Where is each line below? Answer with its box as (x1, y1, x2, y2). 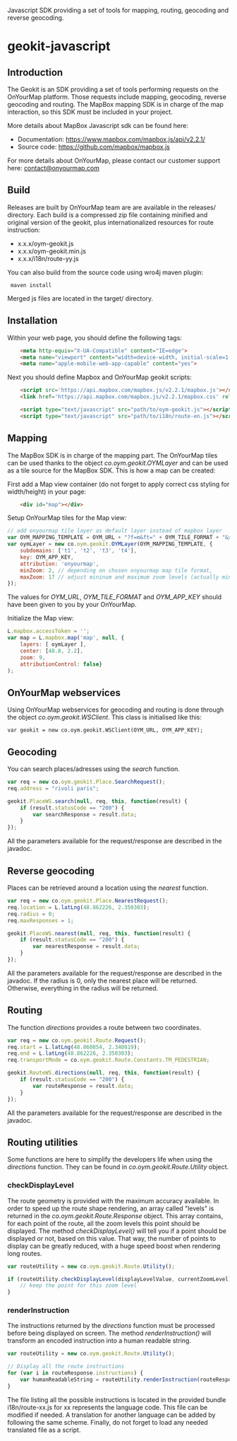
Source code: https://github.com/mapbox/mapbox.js (17, 143, 171, 151)
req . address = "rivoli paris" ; (7, 785, 99, 792)
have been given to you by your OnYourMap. (7, 601, 137, 609)
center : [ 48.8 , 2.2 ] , (20, 647, 83, 654)
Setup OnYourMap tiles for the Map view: (7, 514, 127, 522)
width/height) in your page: (7, 487, 87, 496)
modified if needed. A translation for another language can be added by (7, 1411, 216, 1419)
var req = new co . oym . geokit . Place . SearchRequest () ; (7, 778, 166, 786)
